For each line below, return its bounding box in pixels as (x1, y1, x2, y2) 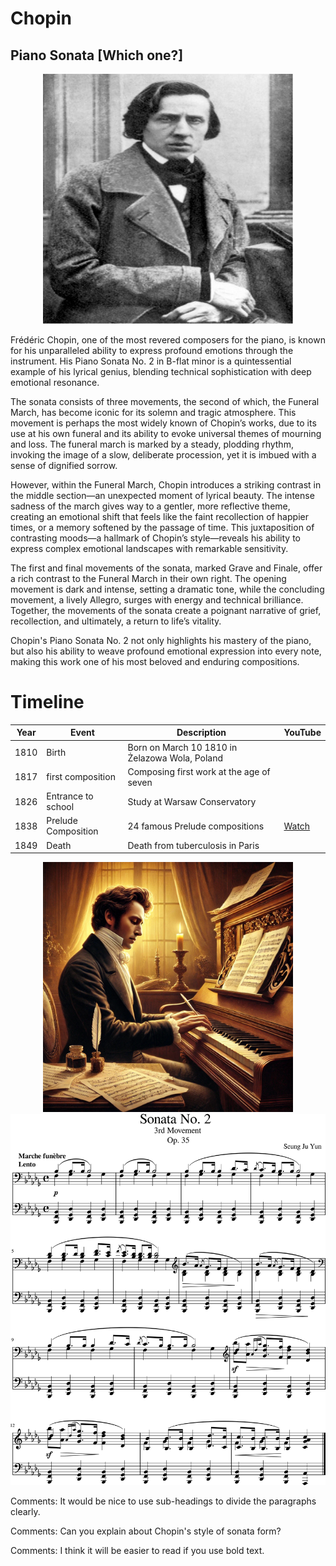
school (46, 801, 75, 813)
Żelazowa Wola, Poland (127, 752, 224, 764)
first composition (46, 771, 116, 783)
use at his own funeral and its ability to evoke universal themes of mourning (10, 428, 322, 439)
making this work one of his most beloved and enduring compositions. (10, 656, 300, 667)
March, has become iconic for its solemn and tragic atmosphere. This (10, 407, 297, 418)
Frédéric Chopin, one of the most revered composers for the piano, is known (10, 334, 326, 346)
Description (176, 727, 227, 739)
